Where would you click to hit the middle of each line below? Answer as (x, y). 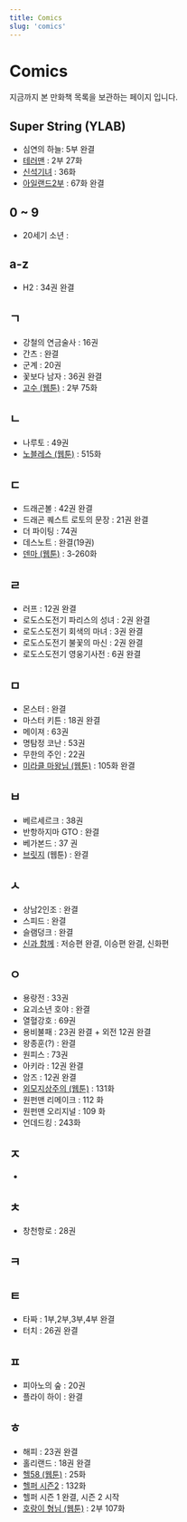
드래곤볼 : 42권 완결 (57, 509)
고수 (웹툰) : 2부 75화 (60, 387)
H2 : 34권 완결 (48, 287)
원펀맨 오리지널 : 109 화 (64, 1111)
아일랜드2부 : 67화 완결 (63, 183)
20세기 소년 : (46, 236)
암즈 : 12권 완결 (49, 1077)
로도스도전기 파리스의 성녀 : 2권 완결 (86, 620)
